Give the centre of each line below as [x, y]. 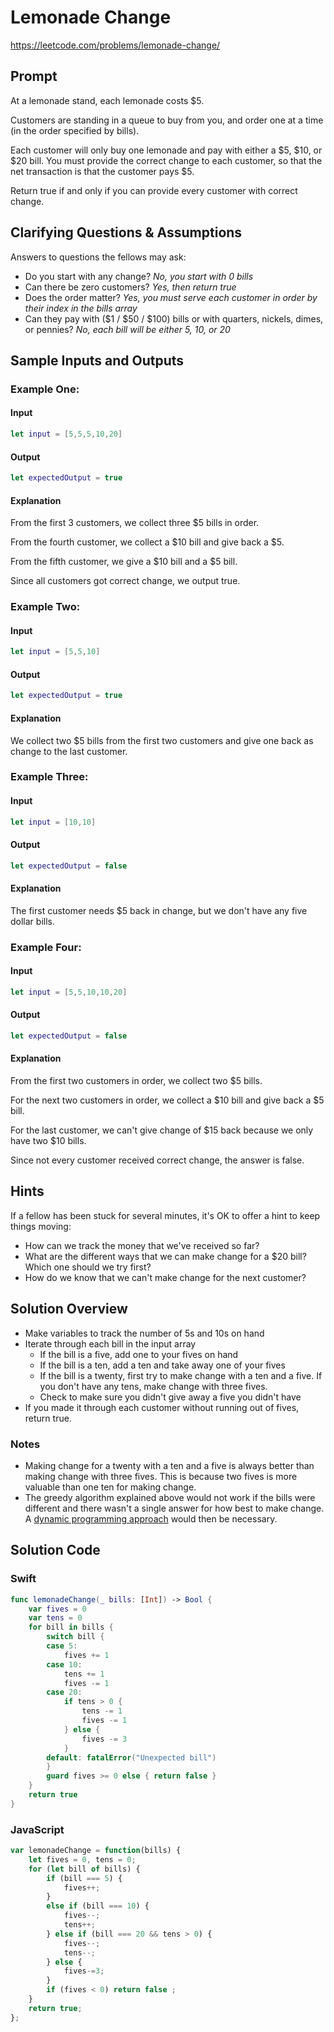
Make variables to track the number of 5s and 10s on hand [144, 1333]
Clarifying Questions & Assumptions [126, 232]
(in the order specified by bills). [75, 130]
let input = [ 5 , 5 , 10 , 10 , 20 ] [69, 992]
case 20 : [64, 1692]
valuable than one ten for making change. [110, 1487]
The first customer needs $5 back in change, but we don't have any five [159, 910]
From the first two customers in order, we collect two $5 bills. [136, 1081]
